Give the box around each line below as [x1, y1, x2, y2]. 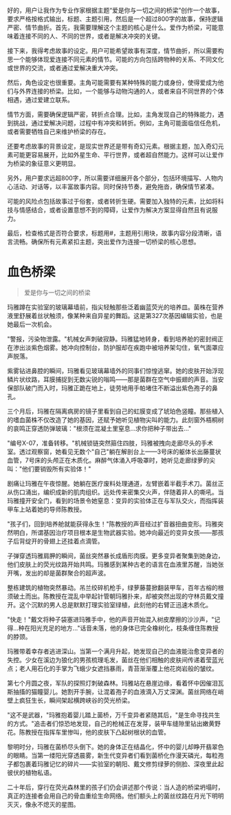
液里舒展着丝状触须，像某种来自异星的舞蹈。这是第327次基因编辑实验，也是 [7, 311, 223, 319]
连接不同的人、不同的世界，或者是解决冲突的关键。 [19, 32, 164, 40]
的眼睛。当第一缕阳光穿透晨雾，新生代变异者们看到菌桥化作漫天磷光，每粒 [7, 751, 218, 759]
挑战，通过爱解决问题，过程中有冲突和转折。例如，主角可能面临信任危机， [12, 119, 224, 127]
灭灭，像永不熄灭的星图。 [7, 800, 80, 808]
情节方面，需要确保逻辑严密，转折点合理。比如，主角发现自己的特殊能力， [7, 110, 218, 118]
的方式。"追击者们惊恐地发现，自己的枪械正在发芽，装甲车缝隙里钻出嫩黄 [7, 719, 215, 728]
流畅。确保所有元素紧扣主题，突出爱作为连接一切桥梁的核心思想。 [12, 237, 200, 246]
